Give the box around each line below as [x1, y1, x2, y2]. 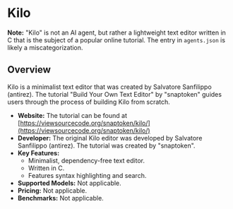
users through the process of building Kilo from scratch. [7, 97, 171, 106]
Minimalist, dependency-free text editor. [28, 156, 145, 165]
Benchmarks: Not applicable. [17, 193, 104, 202]
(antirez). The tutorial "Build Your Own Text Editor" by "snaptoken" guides [7, 90, 222, 98]
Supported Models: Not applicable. [17, 179, 121, 187]
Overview [7, 64, 52, 76]
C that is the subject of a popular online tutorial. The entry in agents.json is [7, 35, 226, 44]
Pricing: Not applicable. [17, 186, 88, 195]
